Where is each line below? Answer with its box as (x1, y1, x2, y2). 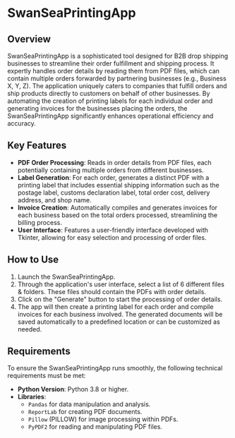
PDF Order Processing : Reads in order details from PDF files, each (17, 158, 212, 166)
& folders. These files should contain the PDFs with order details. (17, 287, 207, 296)
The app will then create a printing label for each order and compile (17, 302, 214, 311)
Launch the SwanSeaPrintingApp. (17, 272, 116, 281)
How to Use (7, 254, 59, 266)
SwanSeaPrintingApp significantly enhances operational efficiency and (7, 111, 214, 120)
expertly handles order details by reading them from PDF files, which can (7, 67, 220, 75)
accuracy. (7, 119, 37, 128)
